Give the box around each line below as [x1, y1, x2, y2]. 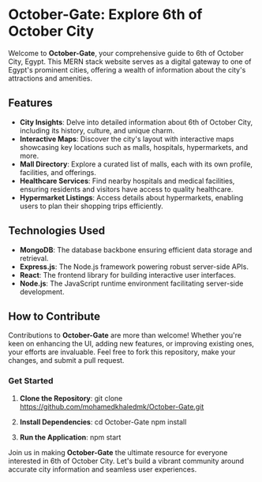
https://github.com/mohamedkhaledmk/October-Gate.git [19, 402, 204, 411]
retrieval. [19, 253, 49, 263]
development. [19, 286, 65, 297]
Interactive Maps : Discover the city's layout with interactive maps [19, 134, 234, 144]
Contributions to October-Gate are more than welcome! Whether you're [8, 331, 242, 340]
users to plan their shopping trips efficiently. [19, 201, 163, 211]
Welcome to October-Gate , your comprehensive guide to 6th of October [8, 48, 244, 58]
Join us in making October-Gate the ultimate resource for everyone [8, 447, 228, 457]
